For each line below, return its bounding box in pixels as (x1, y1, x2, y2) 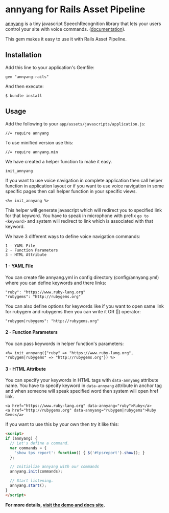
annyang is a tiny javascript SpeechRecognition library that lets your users (5, 20, 161, 27)
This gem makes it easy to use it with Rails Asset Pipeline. (5, 36, 127, 42)
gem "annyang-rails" (5, 74, 50, 79)
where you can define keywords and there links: (5, 280, 106, 286)
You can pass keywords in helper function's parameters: (5, 340, 124, 347)
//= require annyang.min (5, 149, 58, 155)
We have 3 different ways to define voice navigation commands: (5, 233, 140, 239)
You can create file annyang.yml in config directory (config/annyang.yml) (5, 274, 159, 280)
